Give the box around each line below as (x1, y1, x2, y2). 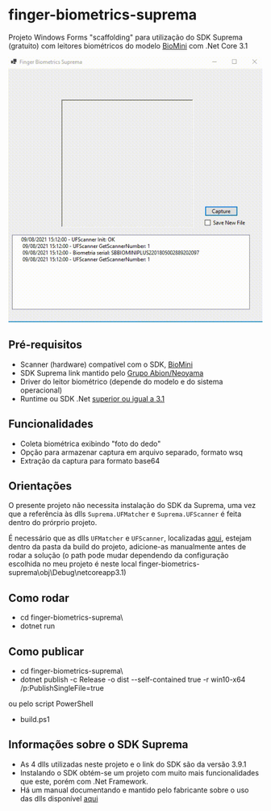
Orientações (8, 479, 73, 493)
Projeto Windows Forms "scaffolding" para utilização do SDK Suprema (8, 32, 244, 42)
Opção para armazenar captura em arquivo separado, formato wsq (19, 447, 244, 457)
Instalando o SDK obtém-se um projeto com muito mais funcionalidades (19, 767, 260, 777)
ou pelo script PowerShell (8, 699, 94, 708)
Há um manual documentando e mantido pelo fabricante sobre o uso (19, 785, 249, 795)
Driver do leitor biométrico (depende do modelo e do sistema (19, 376, 223, 386)
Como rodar (8, 591, 70, 605)
